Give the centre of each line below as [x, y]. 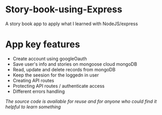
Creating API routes [33, 80]
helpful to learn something [33, 107]
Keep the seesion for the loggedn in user [56, 75]
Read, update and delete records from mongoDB [64, 69]
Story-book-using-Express [64, 9]
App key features [43, 44]
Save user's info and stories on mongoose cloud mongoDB [75, 64]
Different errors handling [39, 91]
